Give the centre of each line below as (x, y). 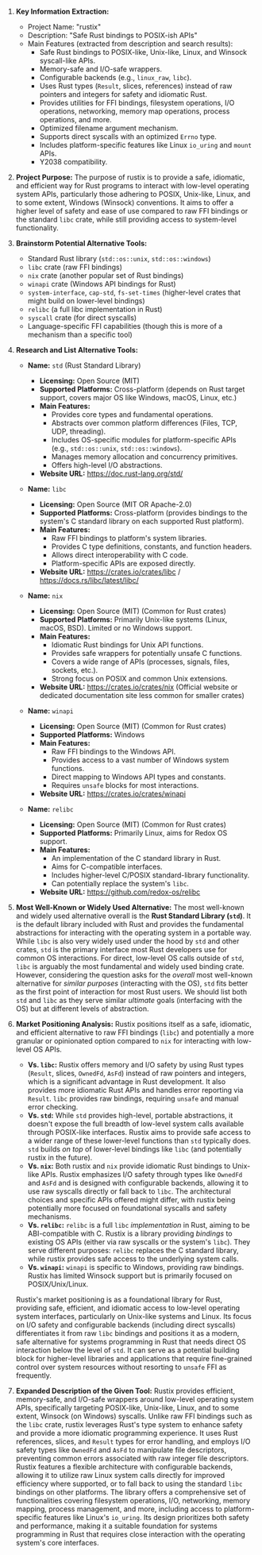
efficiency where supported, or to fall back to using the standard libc (129, 1484)
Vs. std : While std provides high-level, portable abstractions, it (130, 1115)
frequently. (33, 1376)
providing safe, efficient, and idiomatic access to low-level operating (128, 1308)
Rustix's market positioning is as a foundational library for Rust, (119, 1299)
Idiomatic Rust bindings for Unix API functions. (127, 645)
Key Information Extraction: (62, 12)
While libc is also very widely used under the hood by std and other (127, 941)
